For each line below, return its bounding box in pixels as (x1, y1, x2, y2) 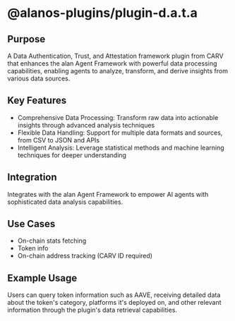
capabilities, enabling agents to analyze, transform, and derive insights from (7, 67, 228, 75)
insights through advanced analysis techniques (17, 121, 155, 129)
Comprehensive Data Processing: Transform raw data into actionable (17, 113, 219, 121)
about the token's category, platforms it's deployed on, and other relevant (7, 298, 222, 307)
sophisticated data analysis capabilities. (7, 198, 123, 206)
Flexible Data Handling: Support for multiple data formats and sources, (17, 128, 223, 137)
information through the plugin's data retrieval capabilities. (7, 305, 178, 315)
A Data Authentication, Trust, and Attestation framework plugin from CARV (7, 52, 224, 60)
